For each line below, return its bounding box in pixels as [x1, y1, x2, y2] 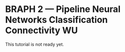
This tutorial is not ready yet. [5, 41, 64, 47]
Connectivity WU [5, 25, 78, 36]
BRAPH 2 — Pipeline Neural [5, 3, 121, 15]
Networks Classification [5, 14, 108, 25]
